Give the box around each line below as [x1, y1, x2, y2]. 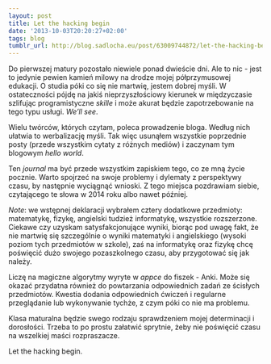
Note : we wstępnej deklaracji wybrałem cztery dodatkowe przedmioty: [8, 205, 244, 215]
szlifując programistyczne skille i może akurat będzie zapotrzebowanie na [8, 98, 254, 108]
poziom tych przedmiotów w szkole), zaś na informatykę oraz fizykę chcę [8, 240, 254, 249]
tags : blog [8, 34, 45, 43]
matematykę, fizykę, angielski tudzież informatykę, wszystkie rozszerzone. [8, 214, 258, 224]
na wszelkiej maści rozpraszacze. [8, 331, 120, 341]
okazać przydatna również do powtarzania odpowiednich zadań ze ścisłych [8, 281, 261, 291]
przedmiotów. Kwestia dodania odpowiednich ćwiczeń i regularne [8, 290, 227, 299]
